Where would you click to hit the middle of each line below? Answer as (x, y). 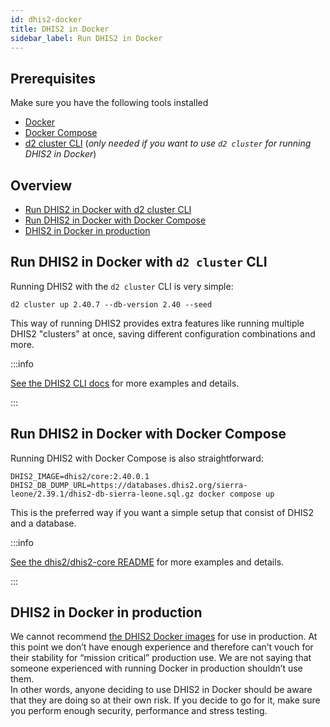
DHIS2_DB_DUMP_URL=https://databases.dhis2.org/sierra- (129, 485)
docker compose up (236, 494)
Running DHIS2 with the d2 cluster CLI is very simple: (122, 286)
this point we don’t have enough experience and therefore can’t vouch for (162, 647)
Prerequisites (53, 78)
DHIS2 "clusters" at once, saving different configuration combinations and (163, 333)
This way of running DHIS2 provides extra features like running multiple (157, 323)
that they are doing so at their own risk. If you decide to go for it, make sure (165, 700)
